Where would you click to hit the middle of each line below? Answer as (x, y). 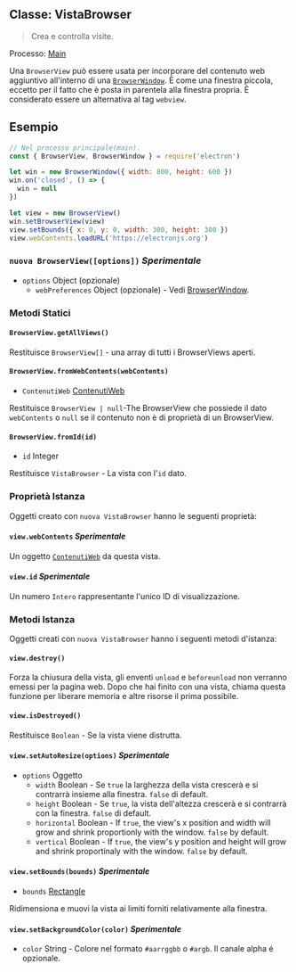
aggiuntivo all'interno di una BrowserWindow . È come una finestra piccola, (141, 80)
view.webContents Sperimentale (68, 536)
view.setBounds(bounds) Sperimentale (80, 871)
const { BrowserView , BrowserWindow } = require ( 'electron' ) (125, 156)
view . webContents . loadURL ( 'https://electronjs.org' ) (109, 238)
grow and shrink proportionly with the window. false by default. (152, 832)
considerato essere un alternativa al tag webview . (98, 99)
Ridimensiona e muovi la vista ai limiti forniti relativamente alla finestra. (139, 909)
